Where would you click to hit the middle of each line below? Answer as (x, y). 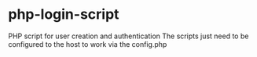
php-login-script (64, 14)
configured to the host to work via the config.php (88, 44)
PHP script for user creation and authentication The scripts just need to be (128, 36)
